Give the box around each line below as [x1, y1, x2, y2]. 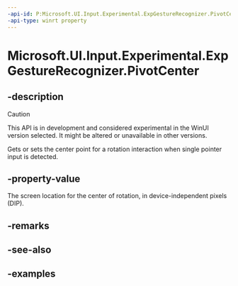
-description [7, 91, 64, 103]
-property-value [7, 172, 81, 185]
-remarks [7, 219, 50, 231]
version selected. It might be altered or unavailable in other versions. [7, 131, 208, 139]
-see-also [7, 244, 52, 256]
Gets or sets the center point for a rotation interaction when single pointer [7, 145, 222, 153]
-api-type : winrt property [7, 17, 87, 24]
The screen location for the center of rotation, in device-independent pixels [7, 192, 227, 200]
